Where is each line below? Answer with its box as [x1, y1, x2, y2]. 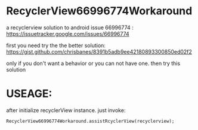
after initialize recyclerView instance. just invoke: [6, 106, 126, 114]
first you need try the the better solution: [6, 42, 106, 49]
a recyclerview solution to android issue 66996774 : [6, 24, 134, 31]
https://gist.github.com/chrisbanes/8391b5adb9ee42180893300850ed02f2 [6, 48, 193, 55]
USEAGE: [6, 87, 52, 101]
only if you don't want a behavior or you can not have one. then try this [6, 60, 181, 67]
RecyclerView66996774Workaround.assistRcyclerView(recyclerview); [6, 118, 175, 124]
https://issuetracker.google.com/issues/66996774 [6, 30, 129, 37]
